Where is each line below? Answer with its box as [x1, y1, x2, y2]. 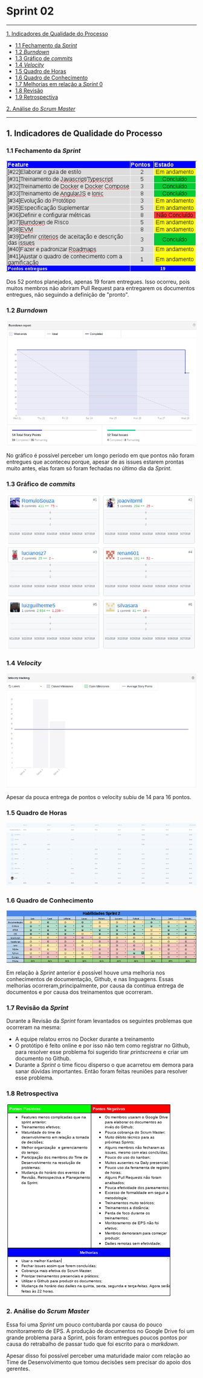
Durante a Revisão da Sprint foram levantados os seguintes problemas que [6, 1018, 193, 1025]
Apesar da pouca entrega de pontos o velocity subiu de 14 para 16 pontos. [6, 793, 192, 800]
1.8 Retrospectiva [6, 1089, 59, 1098]
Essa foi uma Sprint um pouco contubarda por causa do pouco [6, 1321, 163, 1328]
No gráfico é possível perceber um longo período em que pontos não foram [6, 451, 195, 459]
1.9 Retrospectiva [14, 93, 59, 101]
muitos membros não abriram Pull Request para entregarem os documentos [6, 284, 195, 292]
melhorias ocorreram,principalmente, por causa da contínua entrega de [6, 982, 184, 989]
